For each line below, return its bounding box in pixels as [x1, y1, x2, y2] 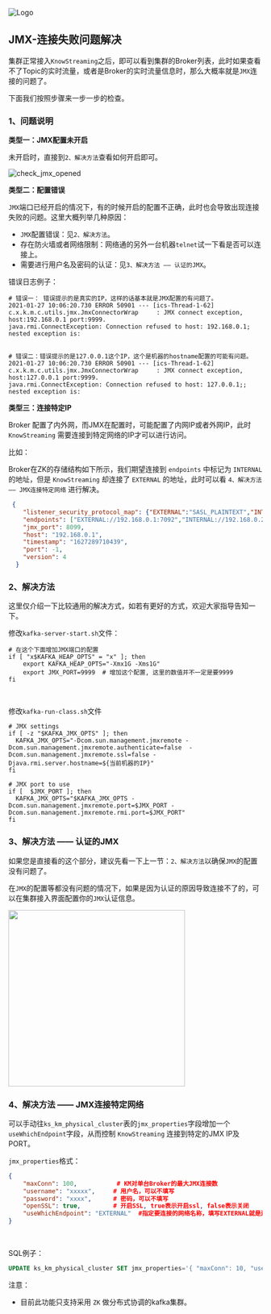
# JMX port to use [8, 781, 70, 789]
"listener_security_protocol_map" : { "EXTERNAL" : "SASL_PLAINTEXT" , [23, 508, 251, 516]
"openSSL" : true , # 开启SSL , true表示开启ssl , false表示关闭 [23, 1202, 250, 1210]
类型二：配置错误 [8, 186, 65, 195]
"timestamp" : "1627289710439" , [23, 538, 128, 546]
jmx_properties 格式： [8, 1156, 81, 1166]
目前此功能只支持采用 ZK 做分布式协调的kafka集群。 [19, 1297, 192, 1307]
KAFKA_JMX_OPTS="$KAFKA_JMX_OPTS [15, 795, 128, 803]
